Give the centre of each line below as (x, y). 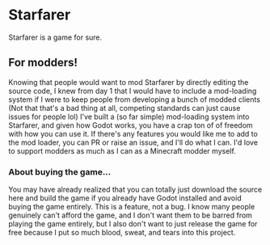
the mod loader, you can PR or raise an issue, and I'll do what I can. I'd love (133, 142)
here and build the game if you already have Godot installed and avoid (125, 198)
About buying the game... (60, 171)
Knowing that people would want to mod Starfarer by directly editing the (129, 82)
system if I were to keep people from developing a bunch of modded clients (135, 99)
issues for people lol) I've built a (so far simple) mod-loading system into (129, 116)
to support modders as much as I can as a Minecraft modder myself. (122, 150)
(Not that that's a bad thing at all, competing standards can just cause (124, 108)
